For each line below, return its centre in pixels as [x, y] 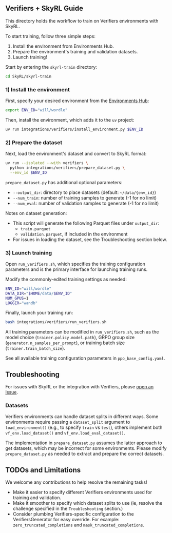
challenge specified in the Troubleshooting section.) [68, 509]
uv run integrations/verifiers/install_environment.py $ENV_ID [74, 129]
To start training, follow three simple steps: [51, 36]
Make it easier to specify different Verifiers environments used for [82, 492]
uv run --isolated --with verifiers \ [47, 163]
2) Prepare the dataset [34, 142]
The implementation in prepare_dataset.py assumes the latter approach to [84, 443]
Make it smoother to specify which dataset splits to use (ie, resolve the [88, 503]
